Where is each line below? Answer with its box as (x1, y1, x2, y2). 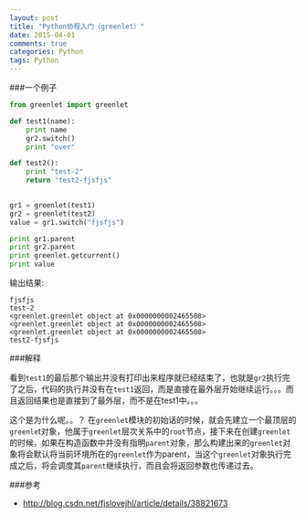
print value (9, 259, 55, 270)
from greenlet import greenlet (9, 100, 129, 110)
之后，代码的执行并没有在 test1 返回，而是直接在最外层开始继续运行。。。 (16, 384, 286, 394)
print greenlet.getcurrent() (9, 251, 121, 260)
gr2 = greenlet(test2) (9, 209, 96, 218)
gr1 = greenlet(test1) (9, 200, 96, 210)
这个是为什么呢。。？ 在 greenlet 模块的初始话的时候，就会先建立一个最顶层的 (9, 415, 297, 425)
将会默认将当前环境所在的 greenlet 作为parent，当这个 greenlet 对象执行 (16, 449, 284, 460)
